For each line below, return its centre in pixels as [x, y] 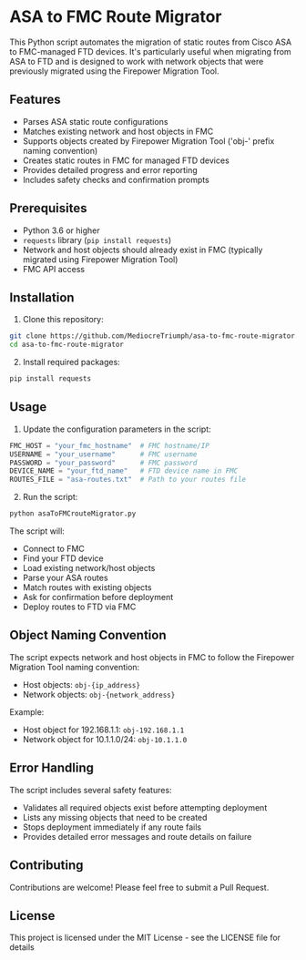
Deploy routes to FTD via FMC [79, 607]
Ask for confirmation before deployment [98, 597]
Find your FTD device [63, 558]
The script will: [37, 531]
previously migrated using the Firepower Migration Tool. [115, 71]
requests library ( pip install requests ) [97, 240]
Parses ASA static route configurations [95, 121]
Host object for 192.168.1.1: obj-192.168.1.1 [103, 730]
